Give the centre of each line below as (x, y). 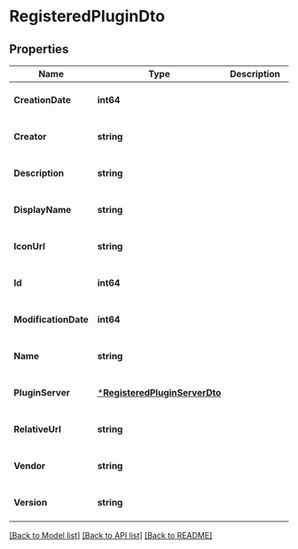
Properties (39, 49)
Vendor (30, 466)
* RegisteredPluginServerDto (159, 392)
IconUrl (30, 246)
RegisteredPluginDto (87, 16)
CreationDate (42, 100)
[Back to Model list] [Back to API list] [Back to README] (111, 535)
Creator (30, 137)
